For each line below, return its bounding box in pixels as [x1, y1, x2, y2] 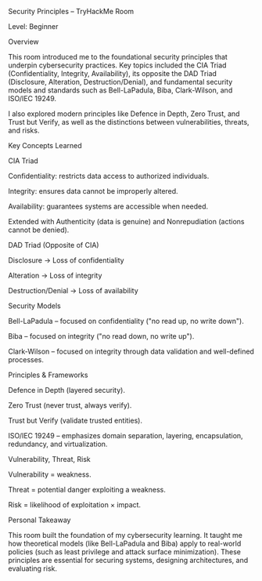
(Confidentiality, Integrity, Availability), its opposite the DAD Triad [8, 69, 217, 78]
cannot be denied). [8, 225, 70, 234]
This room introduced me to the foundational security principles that [8, 53, 228, 61]
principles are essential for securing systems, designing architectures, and [8, 556, 249, 565]
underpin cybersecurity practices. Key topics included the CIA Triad [8, 60, 227, 70]
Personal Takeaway [8, 515, 71, 525]
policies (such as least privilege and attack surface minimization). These [8, 547, 241, 556]
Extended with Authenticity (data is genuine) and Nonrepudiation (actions [8, 217, 245, 226]
